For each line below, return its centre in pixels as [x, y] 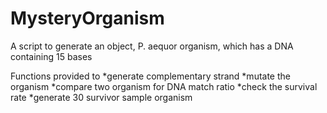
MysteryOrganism [87, 18]
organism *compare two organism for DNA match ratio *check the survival [164, 86]
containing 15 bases [51, 56]
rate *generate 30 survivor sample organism [101, 97]
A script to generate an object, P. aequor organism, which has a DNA [152, 46]
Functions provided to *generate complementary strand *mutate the [150, 76]
